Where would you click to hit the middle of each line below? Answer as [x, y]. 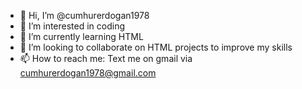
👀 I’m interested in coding [72, 26]
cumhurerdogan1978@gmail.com [88, 73]
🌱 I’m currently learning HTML [81, 36]
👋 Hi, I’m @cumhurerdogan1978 [84, 15]
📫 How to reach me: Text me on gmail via [106, 58]
